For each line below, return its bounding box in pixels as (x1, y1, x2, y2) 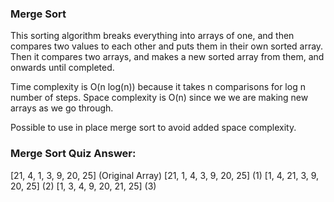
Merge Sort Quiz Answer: (10, 147, 137, 161)
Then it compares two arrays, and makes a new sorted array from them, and (10, 51, 325, 63)
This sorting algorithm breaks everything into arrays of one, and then (10, 30, 295, 42)
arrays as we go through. (10, 102, 114, 114)
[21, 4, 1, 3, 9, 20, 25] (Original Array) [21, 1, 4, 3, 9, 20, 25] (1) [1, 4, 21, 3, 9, (10, 169, 320, 181)
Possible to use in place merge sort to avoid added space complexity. (10, 122, 297, 134)
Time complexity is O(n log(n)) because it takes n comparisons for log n (10, 81, 306, 93)
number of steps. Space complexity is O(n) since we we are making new (10, 92, 309, 104)
